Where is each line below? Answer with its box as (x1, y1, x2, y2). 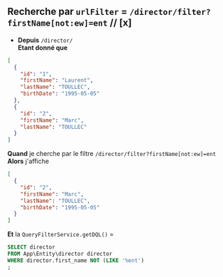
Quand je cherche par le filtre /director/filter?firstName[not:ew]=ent (7, 150, 217, 158)
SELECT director (7, 244, 55, 251)
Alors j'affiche (7, 157, 50, 166)
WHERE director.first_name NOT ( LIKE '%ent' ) (7, 256, 144, 264)
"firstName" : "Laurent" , (20, 77, 94, 84)
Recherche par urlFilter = (7, 6, 128, 18)
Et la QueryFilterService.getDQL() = (7, 230, 114, 239)
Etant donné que (17, 43, 68, 52)
